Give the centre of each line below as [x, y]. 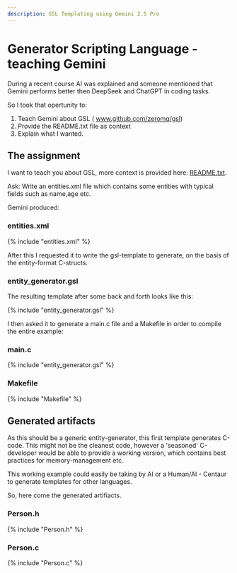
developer [22, 453]
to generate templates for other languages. [70, 482]
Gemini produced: [34, 208]
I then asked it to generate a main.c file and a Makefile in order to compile [114, 323]
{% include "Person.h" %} [45, 529]
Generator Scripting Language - [103, 48]
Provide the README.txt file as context [74, 126]
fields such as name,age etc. [49, 194]
